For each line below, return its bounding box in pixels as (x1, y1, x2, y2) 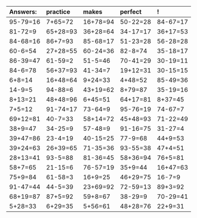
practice (46, 8, 70, 16)
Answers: (9, 8, 37, 16)
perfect (120, 8, 142, 16)
